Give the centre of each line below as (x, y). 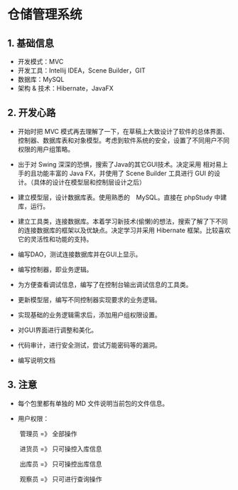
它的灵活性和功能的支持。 (55, 239)
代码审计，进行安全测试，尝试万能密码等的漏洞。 (89, 345)
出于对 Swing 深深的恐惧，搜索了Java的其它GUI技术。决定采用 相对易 (120, 164)
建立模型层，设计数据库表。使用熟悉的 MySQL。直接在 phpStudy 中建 (122, 197)
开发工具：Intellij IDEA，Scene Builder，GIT (81, 71)
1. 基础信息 (31, 43)
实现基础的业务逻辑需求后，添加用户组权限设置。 (89, 315)
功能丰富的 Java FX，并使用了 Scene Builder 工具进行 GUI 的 (125, 173)
